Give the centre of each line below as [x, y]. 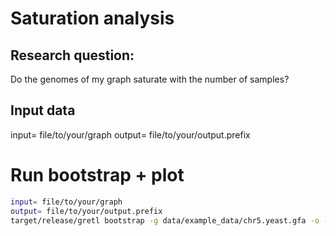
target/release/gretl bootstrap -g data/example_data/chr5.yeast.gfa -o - [169, 220]
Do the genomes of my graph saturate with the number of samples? [150, 79]
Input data [43, 110]
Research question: [72, 55]
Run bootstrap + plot [97, 175]
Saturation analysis [92, 18]
